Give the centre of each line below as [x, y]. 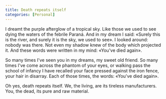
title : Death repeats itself [36, 10]
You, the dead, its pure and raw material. [47, 91]
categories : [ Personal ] [30, 15]
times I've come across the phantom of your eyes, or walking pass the [78, 65]
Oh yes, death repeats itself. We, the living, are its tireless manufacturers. [81, 85]
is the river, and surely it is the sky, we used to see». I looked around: [77, 39]
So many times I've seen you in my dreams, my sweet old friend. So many [82, 60]
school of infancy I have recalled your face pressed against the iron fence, [82, 70]
